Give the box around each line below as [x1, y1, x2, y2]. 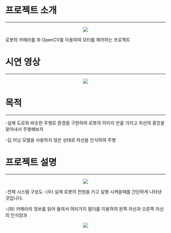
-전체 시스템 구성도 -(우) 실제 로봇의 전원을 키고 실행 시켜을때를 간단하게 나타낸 [5, 188, 162, 194]
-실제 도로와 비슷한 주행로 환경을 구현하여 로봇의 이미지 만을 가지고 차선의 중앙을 [5, 120, 165, 126]
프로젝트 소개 [5, 5, 57, 16]
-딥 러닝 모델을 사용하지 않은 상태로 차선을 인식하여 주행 [5, 137, 116, 143]
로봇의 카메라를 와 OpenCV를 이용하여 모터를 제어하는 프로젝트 [5, 37, 131, 43]
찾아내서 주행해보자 [5, 126, 44, 132]
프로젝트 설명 [5, 157, 57, 168]
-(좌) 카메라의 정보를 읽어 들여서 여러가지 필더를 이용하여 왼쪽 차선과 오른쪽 [5, 206, 155, 212]
